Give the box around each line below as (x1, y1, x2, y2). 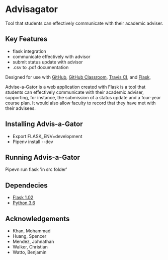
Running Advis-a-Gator (5, 153, 80, 162)
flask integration (12, 48, 46, 54)
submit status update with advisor (12, 59, 83, 65)
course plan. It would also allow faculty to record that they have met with (5, 100, 156, 106)
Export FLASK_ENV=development (12, 133, 82, 139)
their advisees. (5, 105, 36, 111)
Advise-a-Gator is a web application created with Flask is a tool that (5, 84, 146, 90)
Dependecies (5, 181, 48, 189)
